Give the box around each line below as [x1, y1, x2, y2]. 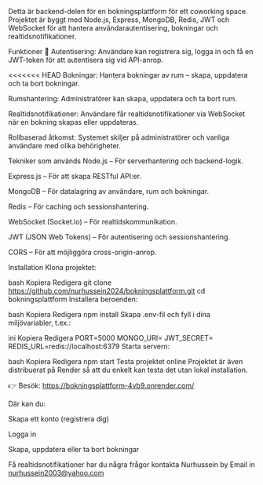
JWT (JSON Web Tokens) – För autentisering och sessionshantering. [8, 232, 230, 242]
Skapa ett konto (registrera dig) [8, 414, 110, 423]
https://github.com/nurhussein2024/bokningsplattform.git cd [8, 286, 206, 295]
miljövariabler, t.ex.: [8, 318, 71, 327]
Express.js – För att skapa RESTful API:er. [8, 172, 142, 181]
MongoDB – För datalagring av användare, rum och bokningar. [8, 187, 210, 195]
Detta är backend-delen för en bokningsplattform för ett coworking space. [8, 7, 248, 16]
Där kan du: [8, 399, 46, 408]
